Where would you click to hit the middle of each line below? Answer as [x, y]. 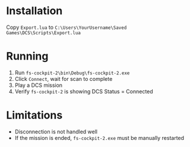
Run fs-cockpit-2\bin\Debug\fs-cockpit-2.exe [72, 73]
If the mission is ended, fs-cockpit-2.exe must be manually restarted [99, 138]
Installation [34, 11]
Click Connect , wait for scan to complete [64, 79]
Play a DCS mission [39, 85]
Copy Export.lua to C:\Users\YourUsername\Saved [66, 27]
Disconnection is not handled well [56, 132]
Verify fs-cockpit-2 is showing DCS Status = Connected [84, 91]
